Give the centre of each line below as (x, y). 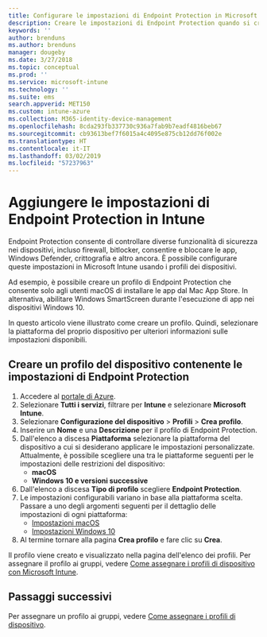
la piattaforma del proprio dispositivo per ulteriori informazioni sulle (118, 331)
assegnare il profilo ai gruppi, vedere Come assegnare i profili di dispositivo (132, 563)
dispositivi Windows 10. (46, 307)
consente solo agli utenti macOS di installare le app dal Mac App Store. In (128, 291)
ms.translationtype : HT (48, 141)
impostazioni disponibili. (48, 340)
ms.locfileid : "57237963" (51, 164)
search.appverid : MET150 (49, 104)
